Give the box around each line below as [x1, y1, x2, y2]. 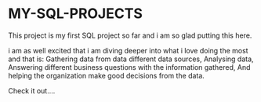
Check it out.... [8, 86, 56, 95]
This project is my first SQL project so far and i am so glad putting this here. [8, 31, 252, 40]
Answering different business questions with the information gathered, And [8, 62, 251, 71]
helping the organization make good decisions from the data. [8, 71, 205, 80]
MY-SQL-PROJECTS [8, 5, 143, 23]
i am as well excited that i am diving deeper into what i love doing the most [8, 46, 248, 55]
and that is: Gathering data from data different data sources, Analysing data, [8, 54, 254, 64]
